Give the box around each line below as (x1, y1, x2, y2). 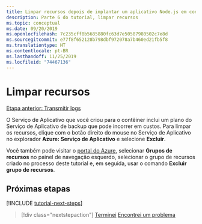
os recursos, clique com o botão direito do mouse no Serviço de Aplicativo (6, 129, 191, 136)
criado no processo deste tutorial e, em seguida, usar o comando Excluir (6, 160, 187, 167)
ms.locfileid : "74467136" (6, 59, 71, 65)
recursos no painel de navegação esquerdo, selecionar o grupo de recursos (6, 154, 195, 161)
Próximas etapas (6, 184, 70, 194)
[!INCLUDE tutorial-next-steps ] (6, 199, 83, 207)
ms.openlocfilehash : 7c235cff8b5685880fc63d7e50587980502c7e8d (6, 31, 168, 37)
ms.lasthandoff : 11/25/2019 (6, 53, 77, 59)
